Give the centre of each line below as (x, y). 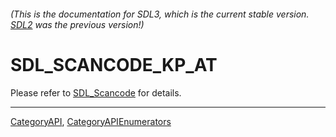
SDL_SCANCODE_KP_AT (114, 64)
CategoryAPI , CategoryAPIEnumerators (91, 121)
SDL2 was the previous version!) (77, 24)
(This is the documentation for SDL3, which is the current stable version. (160, 14)
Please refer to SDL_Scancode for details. (96, 92)
